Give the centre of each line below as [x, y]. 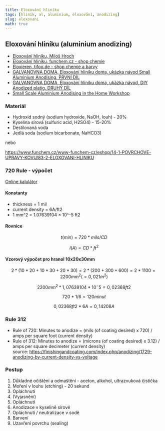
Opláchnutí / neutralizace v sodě [46, 412]
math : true [16, 24]
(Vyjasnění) [24, 396]
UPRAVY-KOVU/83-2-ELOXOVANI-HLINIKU [50, 157]
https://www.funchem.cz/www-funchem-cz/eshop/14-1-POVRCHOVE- [78, 152]
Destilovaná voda [30, 127]
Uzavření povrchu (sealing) [40, 423]
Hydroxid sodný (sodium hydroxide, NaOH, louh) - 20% [69, 117]
